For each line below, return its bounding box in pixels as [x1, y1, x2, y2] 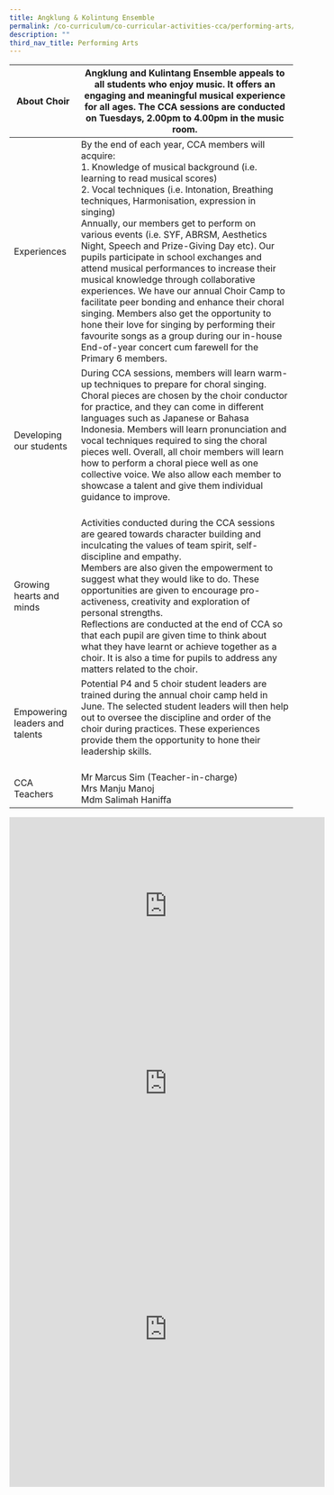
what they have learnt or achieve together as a [80, 640, 277, 653]
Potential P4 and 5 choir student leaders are [80, 677, 267, 690]
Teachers [14, 788, 54, 801]
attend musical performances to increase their [80, 262, 276, 275]
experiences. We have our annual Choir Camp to [80, 285, 285, 297]
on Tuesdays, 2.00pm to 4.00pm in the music [85, 112, 284, 124]
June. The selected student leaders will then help [80, 700, 290, 712]
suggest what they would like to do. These [80, 573, 259, 585]
